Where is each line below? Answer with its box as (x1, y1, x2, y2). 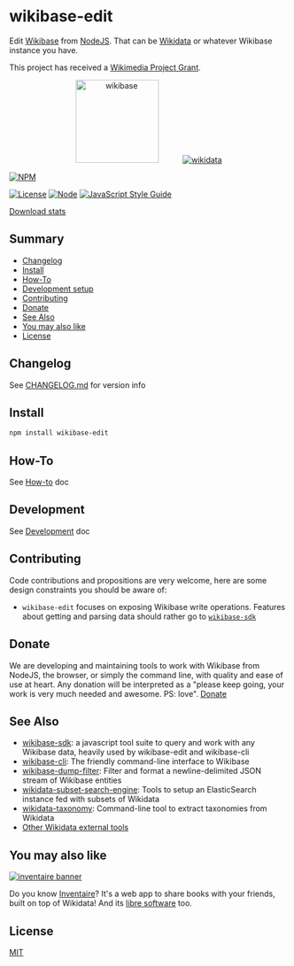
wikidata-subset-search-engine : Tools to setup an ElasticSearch (21, 784, 257, 795)
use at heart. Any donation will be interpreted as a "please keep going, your (9, 679, 285, 690)
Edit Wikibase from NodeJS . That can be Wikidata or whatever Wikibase (9, 35, 273, 46)
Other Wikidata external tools (21, 822, 129, 833)
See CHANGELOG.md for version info (9, 379, 146, 390)
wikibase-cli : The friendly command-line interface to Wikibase (21, 756, 250, 767)
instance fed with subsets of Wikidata (21, 794, 160, 805)
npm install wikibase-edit (9, 429, 109, 437)
